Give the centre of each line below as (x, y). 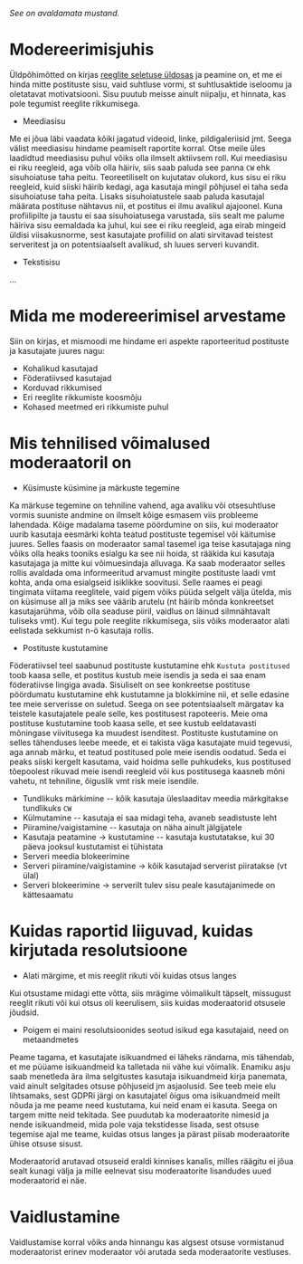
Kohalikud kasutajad (60, 368)
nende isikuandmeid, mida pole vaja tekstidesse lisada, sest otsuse (134, 1124)
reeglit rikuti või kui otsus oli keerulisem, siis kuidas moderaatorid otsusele (148, 1002)
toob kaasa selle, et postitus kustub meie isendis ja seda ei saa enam (138, 675)
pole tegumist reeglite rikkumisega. (75, 103)
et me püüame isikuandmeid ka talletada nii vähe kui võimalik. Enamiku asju (150, 1067)
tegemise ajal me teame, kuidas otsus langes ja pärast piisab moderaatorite (150, 1134)
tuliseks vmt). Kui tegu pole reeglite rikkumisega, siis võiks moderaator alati (150, 620)
